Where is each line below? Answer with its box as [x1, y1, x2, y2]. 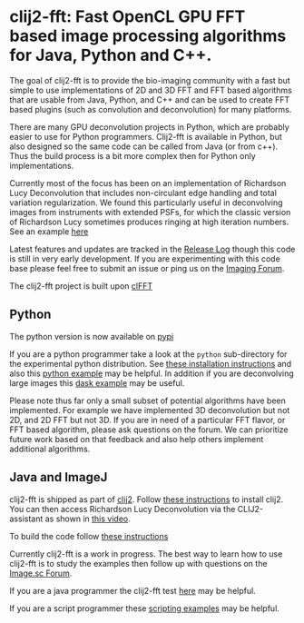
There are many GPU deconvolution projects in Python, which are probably [9, 121, 290, 133]
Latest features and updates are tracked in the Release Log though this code [9, 243, 296, 254]
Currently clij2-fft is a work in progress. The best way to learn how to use [9, 548, 283, 559]
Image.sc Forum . [9, 568, 73, 578]
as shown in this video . [44, 513, 131, 524]
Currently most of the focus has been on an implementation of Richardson [9, 177, 287, 188]
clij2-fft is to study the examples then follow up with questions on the [9, 558, 268, 569]
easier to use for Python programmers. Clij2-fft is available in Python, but [9, 131, 283, 142]
